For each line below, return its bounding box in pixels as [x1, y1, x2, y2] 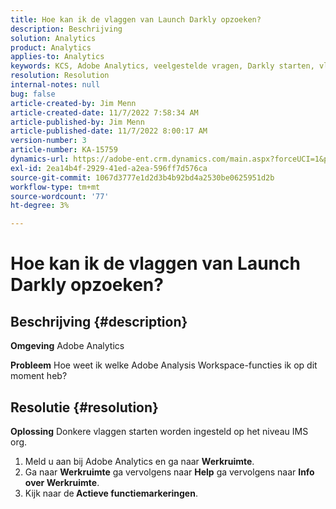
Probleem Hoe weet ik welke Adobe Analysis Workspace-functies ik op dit [10, 359, 318, 371]
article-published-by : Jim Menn [10, 117, 145, 127]
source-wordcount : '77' [10, 191, 110, 201]
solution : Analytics [10, 33, 97, 43]
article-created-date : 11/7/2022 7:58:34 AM [10, 107, 199, 118]
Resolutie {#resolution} [10, 399, 159, 416]
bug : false [10, 89, 56, 99]
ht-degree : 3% [10, 201, 70, 211]
